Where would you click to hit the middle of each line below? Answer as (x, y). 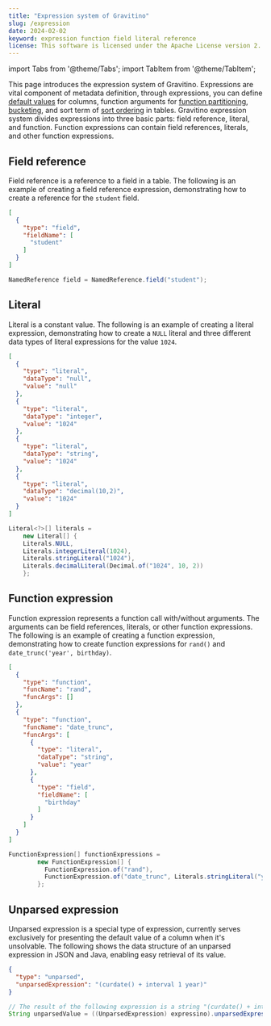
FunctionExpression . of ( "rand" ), (98, 869)
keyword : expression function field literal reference (102, 38)
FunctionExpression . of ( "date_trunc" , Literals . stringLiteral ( (151, 877)
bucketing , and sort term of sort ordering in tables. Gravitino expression (127, 111)
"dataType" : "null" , (57, 379)
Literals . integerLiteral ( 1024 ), (77, 551)
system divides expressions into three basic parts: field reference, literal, (129, 119)
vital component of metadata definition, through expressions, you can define (135, 93)
